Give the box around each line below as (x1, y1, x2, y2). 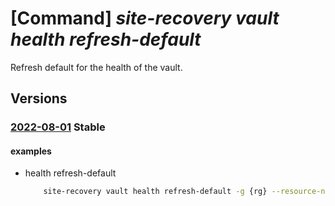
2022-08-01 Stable (10, 120, 106, 134)
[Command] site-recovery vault (10, 7, 280, 30)
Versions (10, 90, 68, 107)
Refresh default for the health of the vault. (10, 61, 183, 73)
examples (10, 145, 52, 157)
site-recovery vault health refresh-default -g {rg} (43, 187, 268, 197)
